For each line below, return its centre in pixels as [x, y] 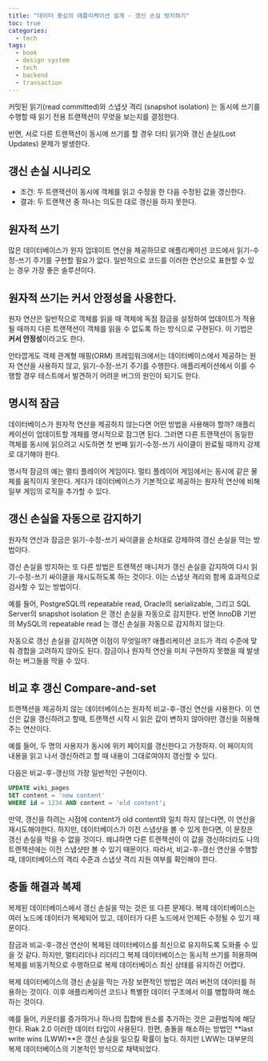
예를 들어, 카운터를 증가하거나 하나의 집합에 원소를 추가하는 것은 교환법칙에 [125, 1019]
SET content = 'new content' [57, 796]
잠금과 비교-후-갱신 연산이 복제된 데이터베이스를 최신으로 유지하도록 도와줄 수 [129, 944]
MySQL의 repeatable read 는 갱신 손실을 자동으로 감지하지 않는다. [121, 623]
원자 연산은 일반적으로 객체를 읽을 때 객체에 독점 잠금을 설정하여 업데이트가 [125, 318]
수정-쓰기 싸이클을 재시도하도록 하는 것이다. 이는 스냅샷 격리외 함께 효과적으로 [139, 576]
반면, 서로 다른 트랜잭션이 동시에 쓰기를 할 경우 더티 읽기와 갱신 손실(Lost [122, 134]
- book [26, 53]
